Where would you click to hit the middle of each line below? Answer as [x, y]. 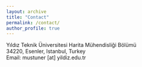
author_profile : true [33, 28]
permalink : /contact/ [33, 23]
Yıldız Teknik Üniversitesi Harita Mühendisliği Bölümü [71, 45]
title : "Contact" [28, 17]
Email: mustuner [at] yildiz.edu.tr [46, 58]
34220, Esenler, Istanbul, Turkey [46, 52]
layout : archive [26, 12]
